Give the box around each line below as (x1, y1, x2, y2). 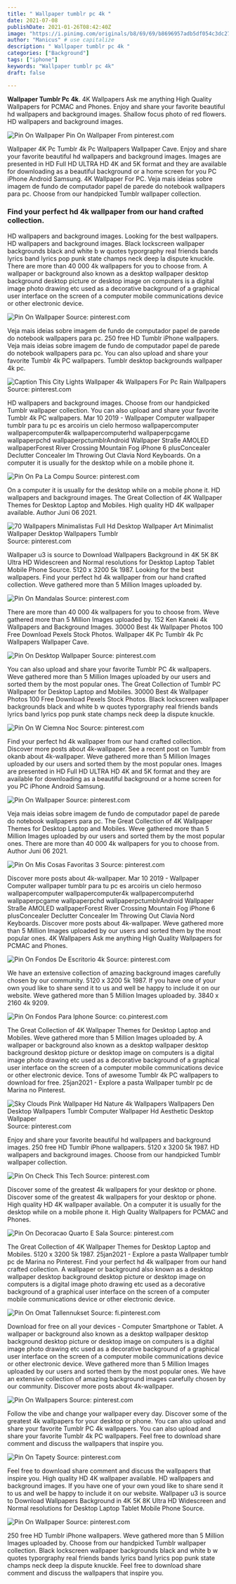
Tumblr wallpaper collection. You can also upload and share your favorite (7, 406, 219, 414)
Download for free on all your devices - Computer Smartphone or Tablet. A (7, 1322, 223, 1330)
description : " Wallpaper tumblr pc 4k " (7, 43, 131, 50)
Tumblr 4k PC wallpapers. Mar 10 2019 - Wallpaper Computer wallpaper (7, 413, 216, 422)
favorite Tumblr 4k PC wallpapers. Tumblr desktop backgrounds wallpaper (7, 356, 223, 365)
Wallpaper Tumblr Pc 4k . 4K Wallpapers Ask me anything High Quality (7, 94, 212, 103)
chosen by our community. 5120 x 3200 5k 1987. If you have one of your (7, 976, 216, 985)
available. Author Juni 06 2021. (7, 508, 97, 516)
